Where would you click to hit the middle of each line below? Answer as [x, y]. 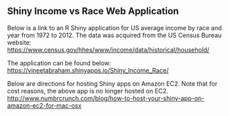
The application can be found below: [59, 63]
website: [19, 42]
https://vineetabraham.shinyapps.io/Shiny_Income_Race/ [88, 70]
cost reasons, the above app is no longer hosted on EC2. [88, 91]
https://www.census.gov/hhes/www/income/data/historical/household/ [108, 49]
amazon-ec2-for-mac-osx [44, 105]
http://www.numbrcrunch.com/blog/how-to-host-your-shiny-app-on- [106, 98]
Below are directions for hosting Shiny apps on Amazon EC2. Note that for [112, 83]
